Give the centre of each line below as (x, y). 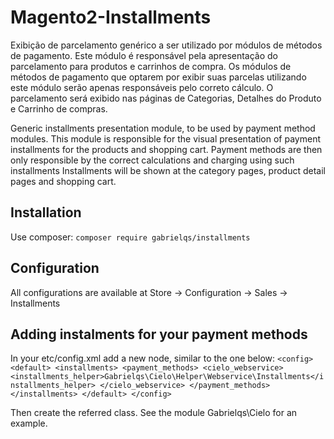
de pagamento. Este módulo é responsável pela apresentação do (144, 55)
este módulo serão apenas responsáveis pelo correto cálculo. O (142, 87)
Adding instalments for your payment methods (159, 334)
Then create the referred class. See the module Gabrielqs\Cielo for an (154, 413)
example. (29, 423)
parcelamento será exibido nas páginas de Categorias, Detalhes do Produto (166, 98)
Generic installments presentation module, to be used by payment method (163, 128)
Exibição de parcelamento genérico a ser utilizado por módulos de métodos (166, 45)
